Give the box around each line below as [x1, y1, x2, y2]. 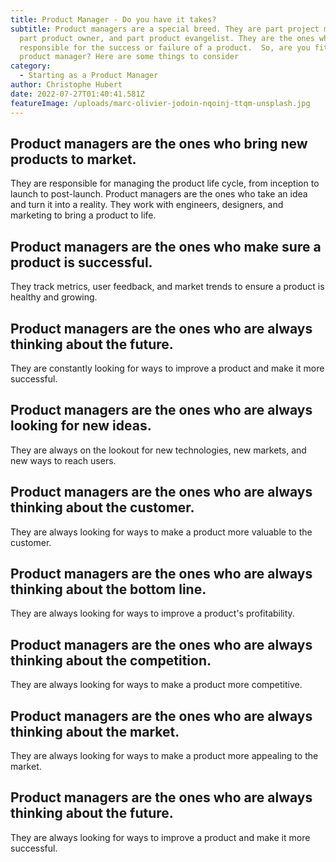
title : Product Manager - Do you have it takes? [10, 14, 217, 25]
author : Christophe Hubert [10, 80, 123, 90]
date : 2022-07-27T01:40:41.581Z [10, 89, 145, 99]
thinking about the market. [10, 723, 180, 740]
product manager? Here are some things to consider [19, 52, 240, 62]
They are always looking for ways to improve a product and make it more [10, 831, 311, 843]
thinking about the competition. [10, 652, 212, 669]
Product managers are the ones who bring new [10, 135, 308, 152]
